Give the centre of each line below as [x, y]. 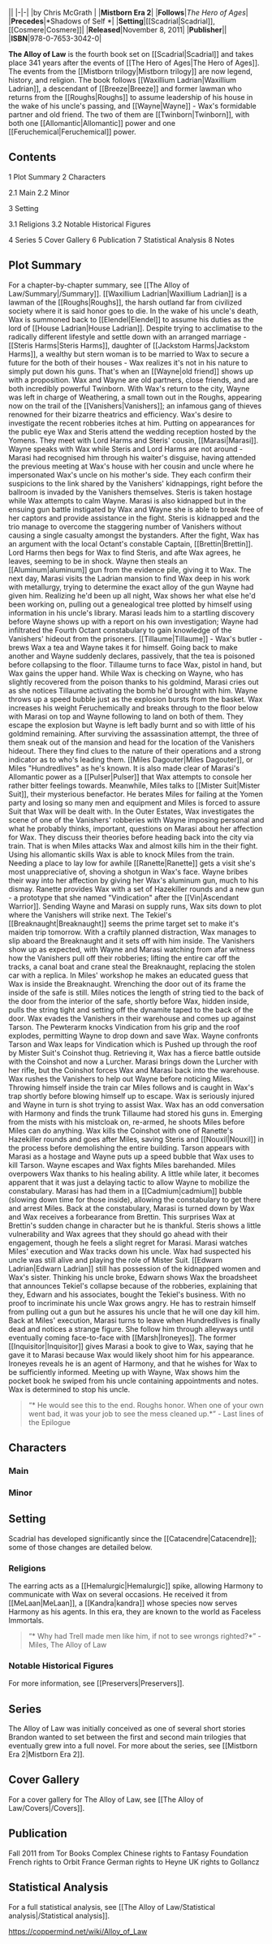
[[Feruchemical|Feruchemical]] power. [72, 132]
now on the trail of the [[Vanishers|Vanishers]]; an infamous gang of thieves [135, 405]
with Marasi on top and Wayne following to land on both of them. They [126, 716]
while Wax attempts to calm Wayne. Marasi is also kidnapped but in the [127, 500]
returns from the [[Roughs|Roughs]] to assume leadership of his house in [131, 97]
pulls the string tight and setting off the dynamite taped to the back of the [131, 1009]
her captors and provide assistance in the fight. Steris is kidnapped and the [134, 518]
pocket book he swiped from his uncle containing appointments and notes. [134, 1380]
